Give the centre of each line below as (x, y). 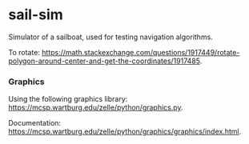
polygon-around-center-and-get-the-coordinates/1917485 (104, 61)
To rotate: (24, 52)
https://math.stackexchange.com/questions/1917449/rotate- (141, 52)
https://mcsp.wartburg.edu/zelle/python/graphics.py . (96, 108)
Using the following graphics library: (68, 99)
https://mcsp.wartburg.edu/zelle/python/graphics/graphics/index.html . (125, 132)
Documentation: (35, 123)
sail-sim (36, 15)
